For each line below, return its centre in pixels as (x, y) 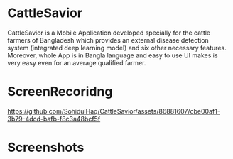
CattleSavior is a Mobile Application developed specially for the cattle (109, 33)
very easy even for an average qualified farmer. (77, 62)
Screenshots (46, 148)
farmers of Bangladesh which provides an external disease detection (108, 40)
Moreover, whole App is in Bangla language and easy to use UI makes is (113, 55)
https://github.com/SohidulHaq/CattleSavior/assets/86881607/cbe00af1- (114, 111)
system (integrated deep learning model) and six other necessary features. (117, 48)
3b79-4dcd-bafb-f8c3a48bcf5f (54, 119)
